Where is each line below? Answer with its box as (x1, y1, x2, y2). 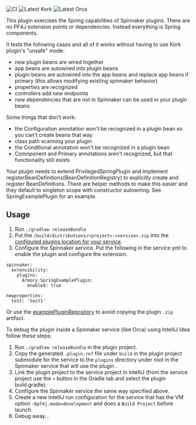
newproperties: (6, 293, 43, 298)
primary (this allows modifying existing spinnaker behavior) (14, 77, 158, 84)
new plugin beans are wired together (14, 59, 104, 65)
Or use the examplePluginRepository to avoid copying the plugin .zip (6, 308, 174, 315)
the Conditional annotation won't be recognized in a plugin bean (14, 144, 170, 151)
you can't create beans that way (14, 131, 93, 138)
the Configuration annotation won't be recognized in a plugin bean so (14, 125, 183, 132)
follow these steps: (6, 332, 52, 339)
